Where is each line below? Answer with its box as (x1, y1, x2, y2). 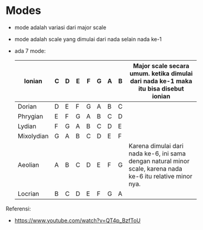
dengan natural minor (128, 157, 190, 165)
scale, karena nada (128, 164, 182, 173)
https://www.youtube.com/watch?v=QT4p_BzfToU (14, 217, 141, 224)
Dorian (17, 102, 37, 110)
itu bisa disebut (138, 84, 184, 93)
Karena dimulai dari (128, 141, 184, 150)
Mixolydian (17, 132, 49, 140)
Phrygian (17, 112, 44, 120)
